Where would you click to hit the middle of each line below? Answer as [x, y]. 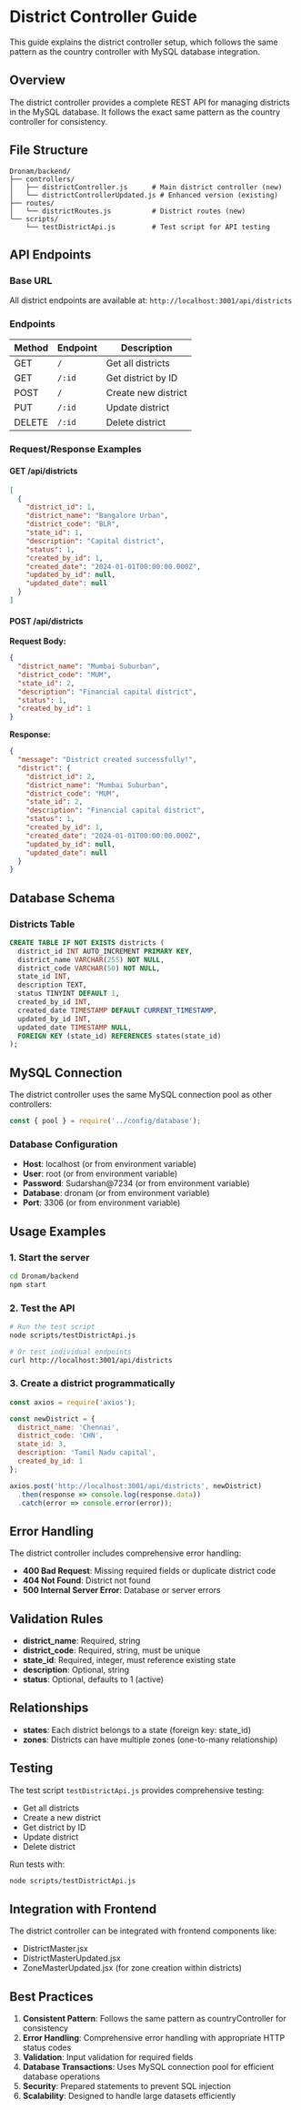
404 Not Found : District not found [87, 1580]
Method [31, 348]
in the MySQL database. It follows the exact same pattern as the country [145, 112]
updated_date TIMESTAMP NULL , [75, 1027]
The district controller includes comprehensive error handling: [125, 1553]
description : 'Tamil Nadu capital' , [87, 1453]
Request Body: [38, 641]
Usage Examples [58, 1231]
